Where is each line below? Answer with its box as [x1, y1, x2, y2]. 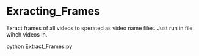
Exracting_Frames [6, 4, 101, 18]
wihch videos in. [6, 30, 48, 38]
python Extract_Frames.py [6, 43, 73, 50]
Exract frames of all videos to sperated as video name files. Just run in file [6, 24, 193, 32]
